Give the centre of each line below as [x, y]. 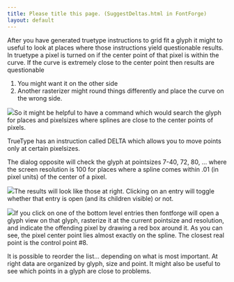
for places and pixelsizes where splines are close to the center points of [110, 120]
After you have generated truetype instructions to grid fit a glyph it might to [115, 40]
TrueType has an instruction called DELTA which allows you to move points [114, 141]
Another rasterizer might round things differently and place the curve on [120, 91]
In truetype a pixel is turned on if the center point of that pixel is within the [113, 55]
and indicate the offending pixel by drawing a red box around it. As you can [115, 228]
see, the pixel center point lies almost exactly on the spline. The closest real [116, 235]
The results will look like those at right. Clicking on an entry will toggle [114, 191]
